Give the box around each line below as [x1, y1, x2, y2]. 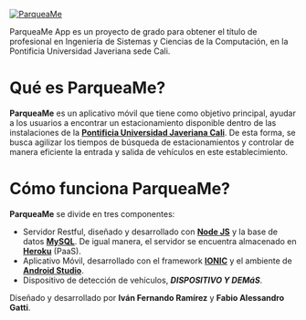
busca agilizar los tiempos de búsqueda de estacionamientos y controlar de [9, 137, 295, 148]
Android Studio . [22, 264, 84, 275]
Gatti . [9, 302, 31, 313]
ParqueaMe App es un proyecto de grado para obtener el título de [9, 26, 258, 36]
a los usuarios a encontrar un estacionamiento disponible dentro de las [9, 117, 277, 128]
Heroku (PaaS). [22, 245, 82, 256]
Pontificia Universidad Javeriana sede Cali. [9, 46, 171, 57]
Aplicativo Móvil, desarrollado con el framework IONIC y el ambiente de [22, 255, 292, 266]
